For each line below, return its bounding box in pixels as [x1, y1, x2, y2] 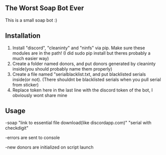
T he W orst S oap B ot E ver [5, 4, 84, 12]
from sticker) [12, 81, 39, 87]
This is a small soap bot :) [5, 17, 57, 23]
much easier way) [12, 55, 49, 61]
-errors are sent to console [5, 135, 60, 141]
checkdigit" [5, 125, 29, 131]
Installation [5, 32, 41, 40]
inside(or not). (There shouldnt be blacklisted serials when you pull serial [12, 77, 161, 82]
